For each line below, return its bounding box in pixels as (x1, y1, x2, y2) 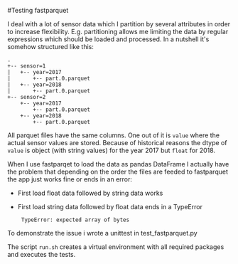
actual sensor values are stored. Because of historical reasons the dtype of (7, 139, 227, 147)
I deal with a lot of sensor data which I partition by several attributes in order (7, 20, 231, 28)
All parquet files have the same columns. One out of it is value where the (7, 131, 220, 139)
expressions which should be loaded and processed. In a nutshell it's (7, 35, 210, 43)
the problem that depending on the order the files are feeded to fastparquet (7, 167, 229, 176)
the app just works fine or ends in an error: (7, 175, 133, 184)
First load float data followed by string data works (17, 189, 163, 197)
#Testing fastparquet (7, 6, 69, 14)
